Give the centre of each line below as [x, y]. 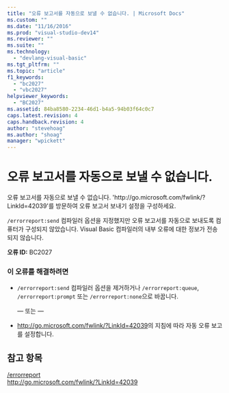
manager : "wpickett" [37, 141]
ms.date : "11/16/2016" [39, 26]
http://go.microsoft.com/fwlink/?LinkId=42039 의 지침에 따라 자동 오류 [113, 326]
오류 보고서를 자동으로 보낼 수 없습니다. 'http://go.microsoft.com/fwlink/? [106, 198]
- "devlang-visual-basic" [50, 58]
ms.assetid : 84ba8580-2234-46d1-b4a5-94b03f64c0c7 [81, 109]
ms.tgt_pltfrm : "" [33, 64]
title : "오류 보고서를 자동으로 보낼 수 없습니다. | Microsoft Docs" [96, 13]
